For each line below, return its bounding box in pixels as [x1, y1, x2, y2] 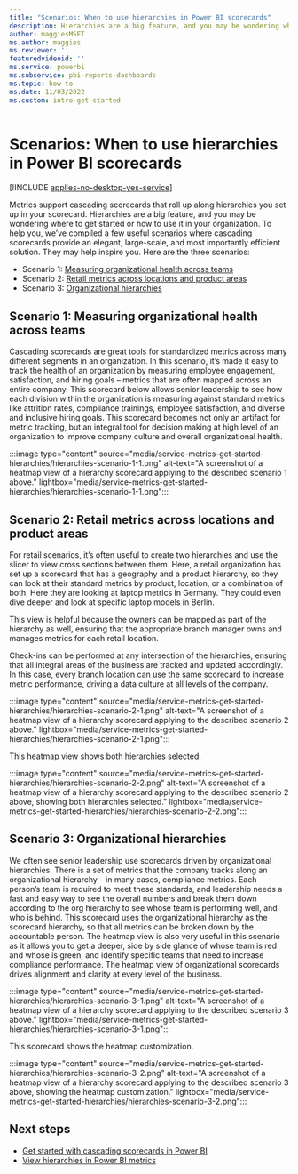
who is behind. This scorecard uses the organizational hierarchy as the [9, 912, 268, 922]
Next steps [9, 1122, 71, 1137]
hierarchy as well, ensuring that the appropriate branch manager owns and [9, 623, 282, 634]
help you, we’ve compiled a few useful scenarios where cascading [9, 228, 253, 238]
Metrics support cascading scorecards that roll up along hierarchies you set [9, 199, 286, 210]
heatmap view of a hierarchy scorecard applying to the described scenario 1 [9, 468, 287, 478]
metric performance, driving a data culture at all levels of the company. [9, 678, 269, 689]
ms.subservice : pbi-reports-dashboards [9, 71, 157, 80]
